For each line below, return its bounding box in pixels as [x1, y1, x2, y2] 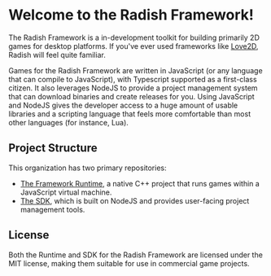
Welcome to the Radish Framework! [8, 6, 254, 24]
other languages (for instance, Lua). [8, 117, 129, 127]
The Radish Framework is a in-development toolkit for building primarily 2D [8, 33, 260, 42]
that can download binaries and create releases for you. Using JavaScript [8, 91, 255, 101]
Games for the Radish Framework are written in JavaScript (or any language [8, 65, 263, 75]
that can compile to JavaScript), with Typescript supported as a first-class [8, 74, 258, 84]
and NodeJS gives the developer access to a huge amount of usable [8, 100, 238, 110]
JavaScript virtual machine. [20, 187, 112, 197]
